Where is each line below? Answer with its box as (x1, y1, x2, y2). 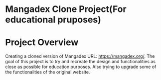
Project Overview (5, 37, 79, 48)
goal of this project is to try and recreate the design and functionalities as (5, 59, 156, 65)
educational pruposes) (5, 14, 101, 25)
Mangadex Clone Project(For (5, 3, 127, 15)
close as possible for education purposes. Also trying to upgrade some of (5, 64, 157, 70)
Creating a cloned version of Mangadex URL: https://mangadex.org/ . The (5, 53, 155, 59)
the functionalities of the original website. (5, 69, 90, 75)
